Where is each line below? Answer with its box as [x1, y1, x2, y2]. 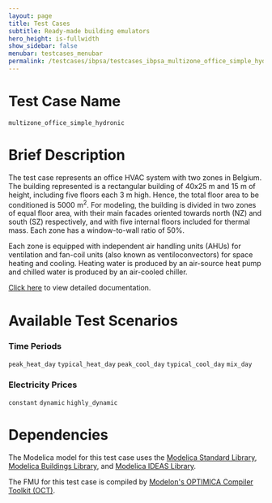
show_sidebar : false [8, 42, 79, 50]
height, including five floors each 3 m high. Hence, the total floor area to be [8, 190, 259, 200]
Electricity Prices [8, 379, 78, 390]
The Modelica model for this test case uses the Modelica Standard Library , [8, 453, 257, 462]
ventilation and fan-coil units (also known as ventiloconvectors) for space [8, 250, 253, 260]
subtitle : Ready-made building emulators [8, 27, 151, 35]
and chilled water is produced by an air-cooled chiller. [8, 267, 188, 277]
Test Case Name [8, 92, 121, 110]
